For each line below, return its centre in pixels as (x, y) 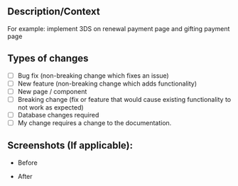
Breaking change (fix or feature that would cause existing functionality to (124, 99)
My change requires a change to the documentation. (94, 122)
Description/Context (54, 12)
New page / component (52, 91)
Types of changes (48, 58)
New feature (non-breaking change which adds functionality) (107, 83)
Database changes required (58, 115)
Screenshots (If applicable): (70, 145)
